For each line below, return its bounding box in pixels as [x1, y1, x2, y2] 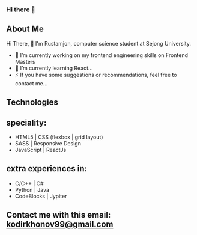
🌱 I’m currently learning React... [14, 64, 93, 72]
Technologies [6, 97, 59, 108]
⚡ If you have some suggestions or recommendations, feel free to [14, 71, 177, 78]
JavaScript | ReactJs [14, 146, 67, 153]
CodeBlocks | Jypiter [14, 192, 67, 200]
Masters [14, 58, 35, 65]
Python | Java [14, 186, 50, 193]
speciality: [6, 117, 47, 128]
